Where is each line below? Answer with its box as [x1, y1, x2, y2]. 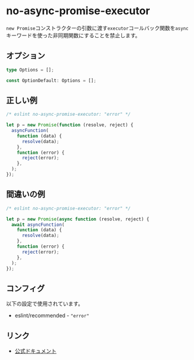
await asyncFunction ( [11, 222, 65, 228]
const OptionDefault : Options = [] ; [6, 77, 96, 83]
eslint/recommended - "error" [14, 312, 90, 319]
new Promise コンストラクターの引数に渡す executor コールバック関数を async [6, 24, 189, 31]
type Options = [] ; [6, 67, 54, 73]
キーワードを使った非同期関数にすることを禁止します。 [6, 31, 141, 39]
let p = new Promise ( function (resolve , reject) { [6, 122, 134, 128]
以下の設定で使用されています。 [6, 300, 84, 307]
